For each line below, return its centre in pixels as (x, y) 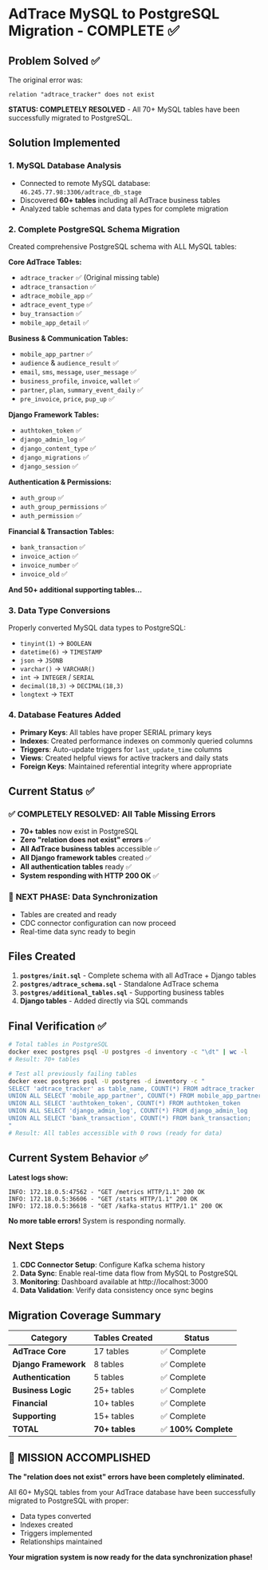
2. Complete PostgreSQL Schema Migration (94, 229)
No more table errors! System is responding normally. (97, 1220)
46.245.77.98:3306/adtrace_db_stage (81, 192)
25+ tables (114, 1390)
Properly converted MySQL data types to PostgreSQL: (97, 628)
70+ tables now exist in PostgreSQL (79, 832)
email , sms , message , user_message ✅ (78, 371)
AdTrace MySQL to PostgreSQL (114, 14)
